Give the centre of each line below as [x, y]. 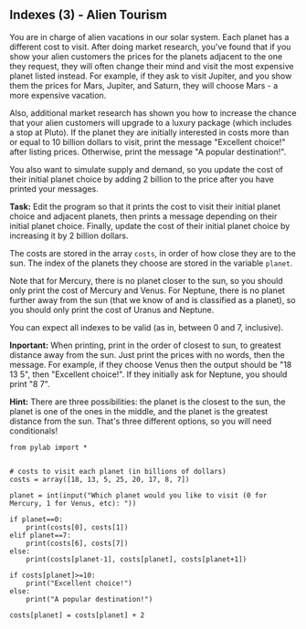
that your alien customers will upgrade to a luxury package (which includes [151, 122]
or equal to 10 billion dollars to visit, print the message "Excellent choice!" [148, 142]
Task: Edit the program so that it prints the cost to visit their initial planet [145, 206]
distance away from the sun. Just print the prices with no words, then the [147, 354]
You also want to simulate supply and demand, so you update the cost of [146, 169]
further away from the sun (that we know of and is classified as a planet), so [153, 299]
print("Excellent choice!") [79, 583]
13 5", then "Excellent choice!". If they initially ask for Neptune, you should [148, 374]
